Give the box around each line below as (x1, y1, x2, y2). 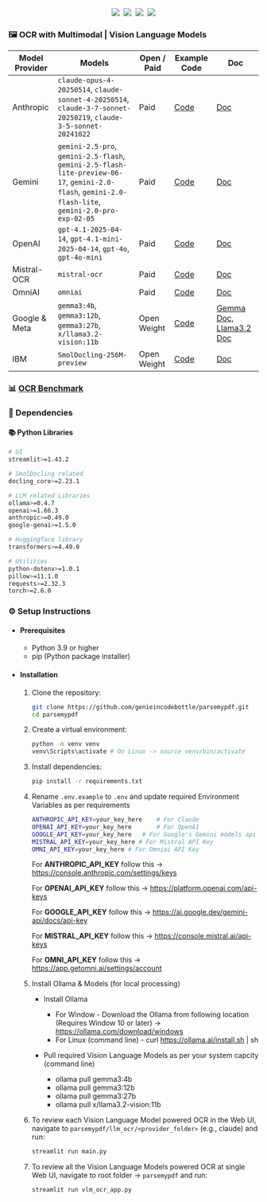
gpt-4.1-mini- (70, 235, 124, 244)
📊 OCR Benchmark (8, 383, 84, 394)
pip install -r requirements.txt (31, 778, 143, 786)
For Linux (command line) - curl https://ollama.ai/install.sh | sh (55, 1035, 259, 1045)
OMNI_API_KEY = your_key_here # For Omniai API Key (31, 845, 200, 853)
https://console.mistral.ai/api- (154, 931, 252, 941)
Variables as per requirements (31, 800, 130, 810)
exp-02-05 (57, 214, 95, 224)
